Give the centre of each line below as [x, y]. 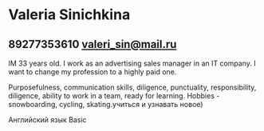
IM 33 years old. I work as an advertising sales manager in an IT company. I [132, 63]
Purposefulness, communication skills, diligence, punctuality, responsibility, [132, 87]
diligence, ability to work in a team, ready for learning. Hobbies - [114, 96]
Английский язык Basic [47, 120]
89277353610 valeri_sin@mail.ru [93, 44]
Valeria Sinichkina [69, 15]
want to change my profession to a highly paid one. [93, 72]
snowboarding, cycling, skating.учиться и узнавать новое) [106, 104]
